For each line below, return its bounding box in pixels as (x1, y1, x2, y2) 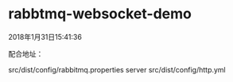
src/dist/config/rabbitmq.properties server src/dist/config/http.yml (8, 64, 227, 74)
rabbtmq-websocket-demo (8, 5, 192, 23)
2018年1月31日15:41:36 (8, 32, 82, 41)
